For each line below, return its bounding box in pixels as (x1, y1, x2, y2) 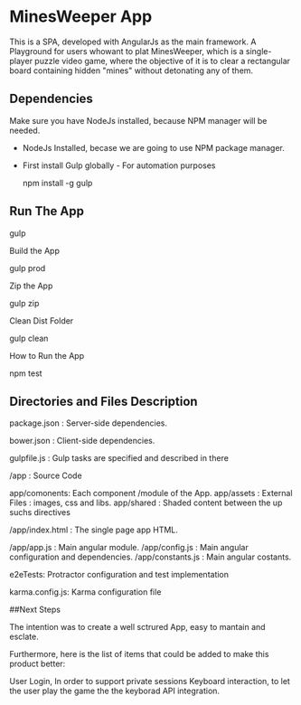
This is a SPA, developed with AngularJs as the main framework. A (9, 36, 257, 47)
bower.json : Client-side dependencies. (9, 436, 155, 446)
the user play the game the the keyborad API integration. (9, 685, 220, 697)
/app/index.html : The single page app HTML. (9, 524, 179, 535)
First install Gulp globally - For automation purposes (22, 160, 216, 171)
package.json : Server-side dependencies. (9, 418, 167, 428)
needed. (9, 125, 41, 136)
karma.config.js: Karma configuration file (9, 587, 162, 597)
